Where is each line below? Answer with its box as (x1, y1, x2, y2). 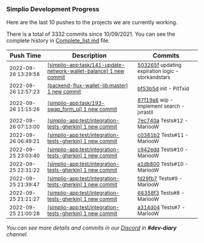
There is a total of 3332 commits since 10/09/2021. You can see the (6, 30, 175, 38)
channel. (6, 231, 29, 238)
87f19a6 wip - (137, 97, 174, 104)
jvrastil (137, 109, 154, 116)
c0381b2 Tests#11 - (137, 132, 189, 139)
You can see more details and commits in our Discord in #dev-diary (6, 224, 177, 231)
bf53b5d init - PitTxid (137, 85, 189, 93)
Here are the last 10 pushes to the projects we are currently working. (6, 19, 178, 26)
